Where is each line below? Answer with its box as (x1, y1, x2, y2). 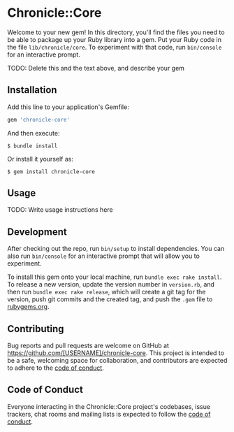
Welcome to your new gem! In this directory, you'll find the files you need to (7, 28, 225, 36)
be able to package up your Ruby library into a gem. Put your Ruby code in (7, 35, 222, 43)
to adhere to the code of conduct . (7, 363, 105, 372)
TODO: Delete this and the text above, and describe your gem (7, 64, 185, 72)
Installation (7, 84, 57, 96)
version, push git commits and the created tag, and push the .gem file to (7, 295, 213, 303)
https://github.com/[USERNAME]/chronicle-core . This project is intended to (7, 349, 225, 357)
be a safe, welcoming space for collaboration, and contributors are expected (7, 357, 228, 365)
